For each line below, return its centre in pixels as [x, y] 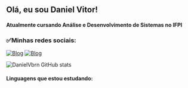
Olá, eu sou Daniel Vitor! [52, 10]
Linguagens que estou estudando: [50, 78]
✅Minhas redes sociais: [41, 40]
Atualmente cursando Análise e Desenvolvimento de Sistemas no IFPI [94, 25]
